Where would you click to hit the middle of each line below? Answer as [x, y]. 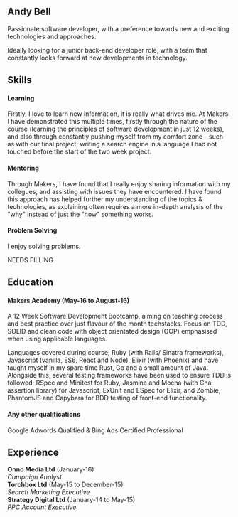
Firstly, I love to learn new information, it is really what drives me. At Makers [118, 114]
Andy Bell [29, 12]
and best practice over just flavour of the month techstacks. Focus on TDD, [117, 324]
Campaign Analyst [35, 477]
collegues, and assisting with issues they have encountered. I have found [114, 191]
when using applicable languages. [58, 339]
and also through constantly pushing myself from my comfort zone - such [115, 137]
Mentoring [23, 168]
